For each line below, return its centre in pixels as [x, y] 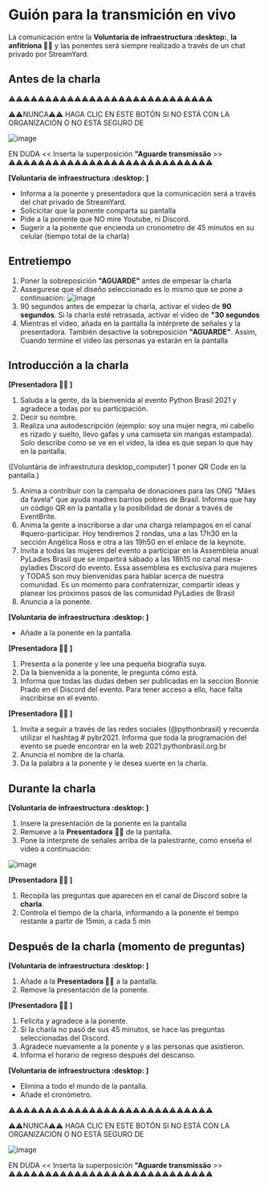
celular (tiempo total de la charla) [75, 236]
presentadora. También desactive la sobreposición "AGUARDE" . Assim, [138, 331]
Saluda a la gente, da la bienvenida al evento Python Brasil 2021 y [128, 400]
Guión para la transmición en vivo [122, 15]
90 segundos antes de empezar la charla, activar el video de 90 [126, 306]
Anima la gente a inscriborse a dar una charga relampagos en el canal [135, 525]
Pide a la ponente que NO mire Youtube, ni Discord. [105, 219]
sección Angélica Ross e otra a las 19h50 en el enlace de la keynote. [133, 542]
